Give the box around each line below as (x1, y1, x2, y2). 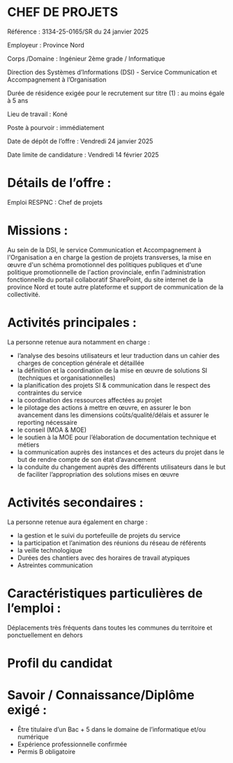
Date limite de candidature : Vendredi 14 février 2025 (7, 150, 159, 159)
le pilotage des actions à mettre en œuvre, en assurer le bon (17, 403, 191, 412)
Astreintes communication (17, 560, 93, 569)
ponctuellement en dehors (7, 630, 83, 639)
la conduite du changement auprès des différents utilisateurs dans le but (17, 463, 226, 471)
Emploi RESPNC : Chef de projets (7, 198, 103, 206)
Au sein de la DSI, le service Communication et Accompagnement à (7, 245, 202, 254)
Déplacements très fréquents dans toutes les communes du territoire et (7, 623, 213, 632)
